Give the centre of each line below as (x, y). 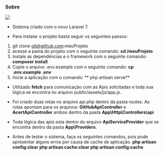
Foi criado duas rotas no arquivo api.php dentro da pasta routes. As (81, 102)
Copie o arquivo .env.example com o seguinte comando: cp (73, 67)
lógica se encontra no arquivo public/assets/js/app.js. (67, 92)
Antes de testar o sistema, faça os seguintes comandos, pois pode (80, 137)
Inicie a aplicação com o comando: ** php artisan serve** (71, 77)
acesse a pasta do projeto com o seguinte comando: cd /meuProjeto (82, 51)
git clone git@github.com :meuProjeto (50, 46)
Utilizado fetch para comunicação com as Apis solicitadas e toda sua (83, 87)
